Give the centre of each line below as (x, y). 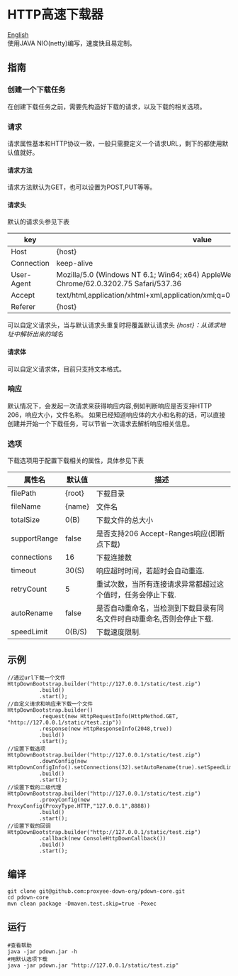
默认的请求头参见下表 (38, 222)
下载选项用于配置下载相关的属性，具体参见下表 (75, 461)
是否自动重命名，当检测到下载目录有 (157, 608)
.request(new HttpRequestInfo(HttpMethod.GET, (109, 716)
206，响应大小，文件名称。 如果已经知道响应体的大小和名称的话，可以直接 (116, 414)
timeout (24, 570)
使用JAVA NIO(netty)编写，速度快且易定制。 (72, 43)
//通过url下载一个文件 (36, 678)
